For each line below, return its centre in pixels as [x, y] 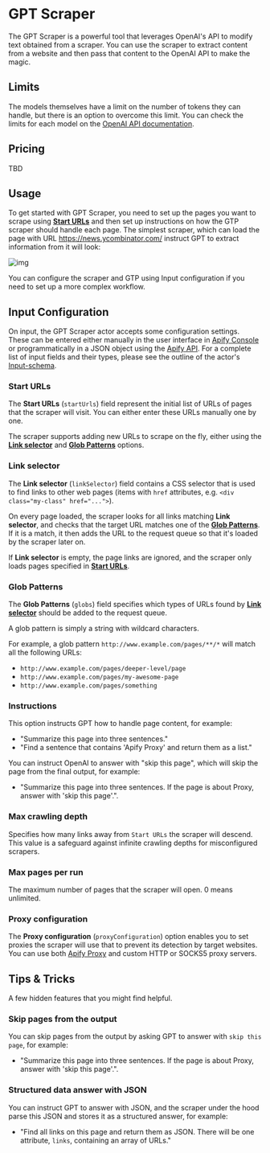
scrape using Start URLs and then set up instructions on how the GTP [124, 221]
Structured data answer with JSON [78, 1090]
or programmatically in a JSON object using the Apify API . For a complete [130, 349]
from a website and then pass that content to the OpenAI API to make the [129, 53]
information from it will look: [55, 247]
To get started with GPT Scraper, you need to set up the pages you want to [132, 213]
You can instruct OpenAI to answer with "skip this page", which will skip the [133, 763]
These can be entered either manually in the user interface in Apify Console [134, 340]
